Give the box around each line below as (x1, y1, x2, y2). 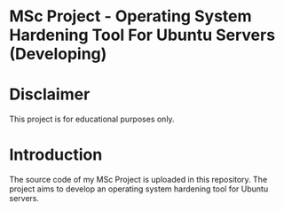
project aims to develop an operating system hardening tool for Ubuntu (9, 184, 269, 194)
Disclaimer (9, 84, 91, 105)
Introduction (9, 145, 103, 165)
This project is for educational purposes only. (9, 113, 175, 125)
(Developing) (9, 44, 107, 64)
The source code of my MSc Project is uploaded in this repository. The (9, 175, 268, 185)
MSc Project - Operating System (9, 6, 252, 27)
